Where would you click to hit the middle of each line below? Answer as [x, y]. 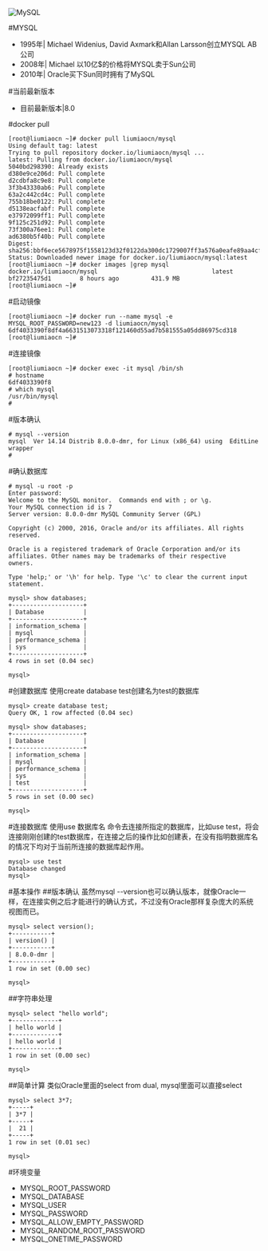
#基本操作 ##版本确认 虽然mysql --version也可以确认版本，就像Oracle [124, 892]
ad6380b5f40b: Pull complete [57, 236]
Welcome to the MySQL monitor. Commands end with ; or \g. [110, 500]
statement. [26, 584]
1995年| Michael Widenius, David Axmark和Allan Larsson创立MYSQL [132, 44]
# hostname [26, 375]
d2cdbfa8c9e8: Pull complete [57, 181]
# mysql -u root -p [41, 486]
